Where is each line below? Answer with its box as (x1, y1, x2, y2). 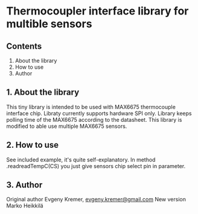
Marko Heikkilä (6, 202, 43, 209)
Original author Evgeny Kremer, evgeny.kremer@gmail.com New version (6, 196, 186, 203)
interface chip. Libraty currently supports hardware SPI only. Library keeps (6, 110, 192, 117)
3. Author (6, 180, 43, 190)
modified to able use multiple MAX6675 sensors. (6, 122, 127, 130)
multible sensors (6, 17, 92, 31)
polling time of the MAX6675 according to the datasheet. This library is (6, 116, 182, 123)
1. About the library (6, 87, 80, 98)
